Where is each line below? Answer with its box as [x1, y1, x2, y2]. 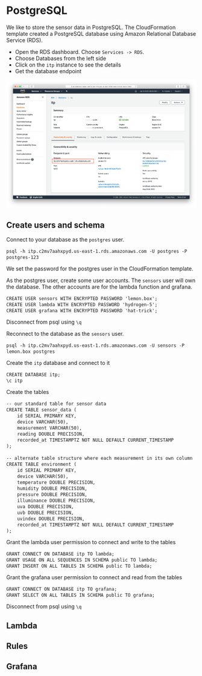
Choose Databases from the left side [14, 54, 107, 62]
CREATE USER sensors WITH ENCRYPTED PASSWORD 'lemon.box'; [6, 296, 158, 302]
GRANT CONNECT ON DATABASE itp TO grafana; [6, 586, 118, 592]
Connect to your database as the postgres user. [6, 236, 125, 243]
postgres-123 [6, 255, 39, 261]
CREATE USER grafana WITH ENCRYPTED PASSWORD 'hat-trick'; [6, 308, 158, 314]
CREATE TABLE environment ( [6, 461, 77, 468]
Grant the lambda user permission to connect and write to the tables [6, 539, 176, 546]
